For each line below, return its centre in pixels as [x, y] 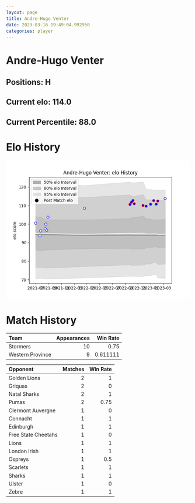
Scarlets [18, 467]
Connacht [20, 418]
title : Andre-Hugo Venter [37, 18]
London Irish [24, 451]
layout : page [22, 12]
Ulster [16, 484]
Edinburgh [21, 427]
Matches [73, 369]
